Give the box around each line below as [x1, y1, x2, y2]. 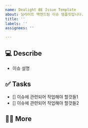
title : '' [5, 16, 26, 21]
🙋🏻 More [5, 115, 32, 123]
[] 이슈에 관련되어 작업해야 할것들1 [12, 94, 78, 100]
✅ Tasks [5, 80, 31, 88]
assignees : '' [5, 26, 35, 31]
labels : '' [5, 21, 28, 26]
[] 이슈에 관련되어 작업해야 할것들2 [12, 100, 79, 106]
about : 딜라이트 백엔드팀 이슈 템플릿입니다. [5, 12, 84, 17]
